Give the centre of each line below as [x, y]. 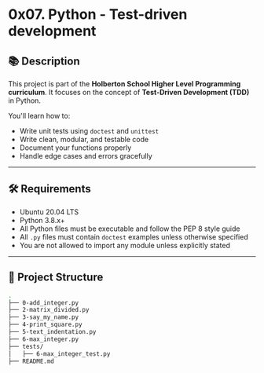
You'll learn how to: [39, 116]
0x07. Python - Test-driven [98, 15]
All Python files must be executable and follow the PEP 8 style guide [130, 229]
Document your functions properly [75, 148]
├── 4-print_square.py [45, 325]
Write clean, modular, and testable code [84, 139]
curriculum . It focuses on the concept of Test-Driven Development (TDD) [129, 92]
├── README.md [31, 361]
